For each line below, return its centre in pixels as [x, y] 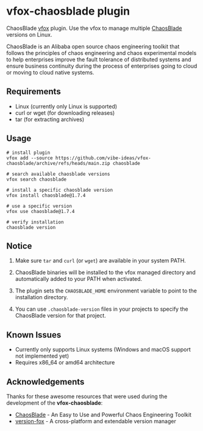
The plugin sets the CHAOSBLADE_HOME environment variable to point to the [106, 291]
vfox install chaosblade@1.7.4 [46, 195]
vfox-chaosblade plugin [68, 11]
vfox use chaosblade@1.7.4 [41, 211]
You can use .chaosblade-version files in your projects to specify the [101, 309]
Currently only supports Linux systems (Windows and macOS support [103, 350]
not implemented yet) [42, 356]
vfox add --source [30, 158]
